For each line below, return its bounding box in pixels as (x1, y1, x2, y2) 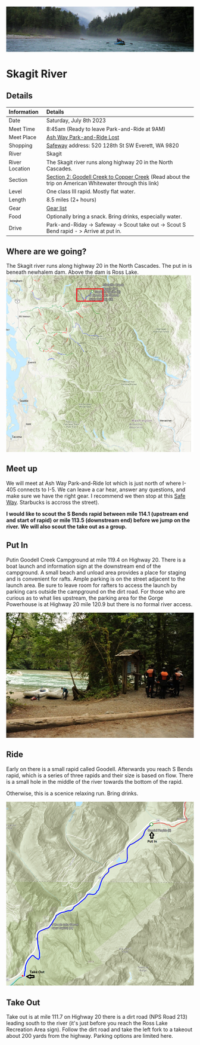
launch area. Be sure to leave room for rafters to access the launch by (6, 581, 177, 589)
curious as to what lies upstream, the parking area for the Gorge (6, 594, 164, 601)
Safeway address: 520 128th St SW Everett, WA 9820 (46, 142, 180, 149)
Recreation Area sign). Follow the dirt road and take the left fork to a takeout (6, 1026, 193, 1033)
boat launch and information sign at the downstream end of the (6, 563, 161, 570)
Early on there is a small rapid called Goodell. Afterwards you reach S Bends (6, 765, 193, 772)
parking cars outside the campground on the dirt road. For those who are (6, 588, 186, 595)
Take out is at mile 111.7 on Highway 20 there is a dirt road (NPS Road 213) (6, 1013, 187, 1020)
